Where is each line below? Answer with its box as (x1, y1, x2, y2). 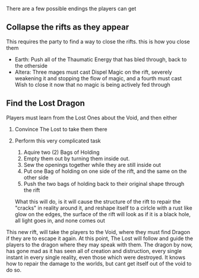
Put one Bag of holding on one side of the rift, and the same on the (23, 168, 187, 175)
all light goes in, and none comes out (14, 217, 105, 224)
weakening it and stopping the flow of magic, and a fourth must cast (14, 74, 182, 82)
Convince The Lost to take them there (14, 125, 108, 132)
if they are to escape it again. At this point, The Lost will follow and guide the (6, 235, 193, 242)
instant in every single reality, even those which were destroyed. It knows (6, 254, 186, 261)
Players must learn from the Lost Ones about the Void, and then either (6, 114, 178, 121)
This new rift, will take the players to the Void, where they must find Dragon (6, 228, 191, 235)
